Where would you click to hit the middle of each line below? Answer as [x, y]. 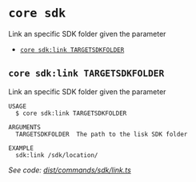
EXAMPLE [21, 148]
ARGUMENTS [25, 127]
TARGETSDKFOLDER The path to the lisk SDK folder [102, 134]
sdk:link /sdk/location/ [57, 155]
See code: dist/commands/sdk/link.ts [70, 170]
